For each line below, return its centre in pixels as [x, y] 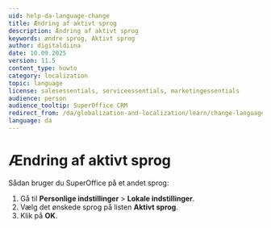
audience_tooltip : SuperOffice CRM [68, 106]
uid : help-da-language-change [59, 16]
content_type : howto [43, 68]
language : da [30, 121]
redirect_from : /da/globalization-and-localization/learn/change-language [137, 114]
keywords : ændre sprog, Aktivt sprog [72, 38]
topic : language [35, 83]
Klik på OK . [39, 215]
